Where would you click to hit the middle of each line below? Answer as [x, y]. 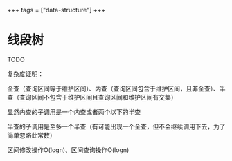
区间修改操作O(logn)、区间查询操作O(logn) [68, 150]
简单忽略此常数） [32, 135]
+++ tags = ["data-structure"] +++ [56, 10]
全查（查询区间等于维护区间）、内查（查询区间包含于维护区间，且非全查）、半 [116, 88]
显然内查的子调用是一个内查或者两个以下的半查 [74, 112]
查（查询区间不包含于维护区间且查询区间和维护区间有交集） [92, 97]
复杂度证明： [25, 74]
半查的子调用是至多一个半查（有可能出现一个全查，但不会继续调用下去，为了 [116, 126]
